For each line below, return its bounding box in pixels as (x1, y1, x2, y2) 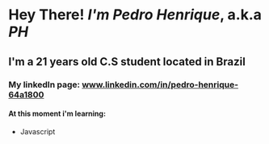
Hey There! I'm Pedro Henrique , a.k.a (8, 6, 263, 24)
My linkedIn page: (8, 79, 81, 90)
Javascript (19, 126, 56, 136)
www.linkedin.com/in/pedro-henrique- (82, 79, 239, 90)
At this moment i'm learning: (8, 109, 107, 118)
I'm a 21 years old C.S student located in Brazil (8, 55, 246, 68)
